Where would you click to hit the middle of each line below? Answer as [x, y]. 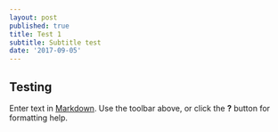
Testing [31, 87]
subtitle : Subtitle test [55, 42]
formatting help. [39, 118]
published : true [39, 26]
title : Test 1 [36, 34]
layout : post [33, 17]
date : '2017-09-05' [45, 51]
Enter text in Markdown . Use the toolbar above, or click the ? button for [139, 108]
